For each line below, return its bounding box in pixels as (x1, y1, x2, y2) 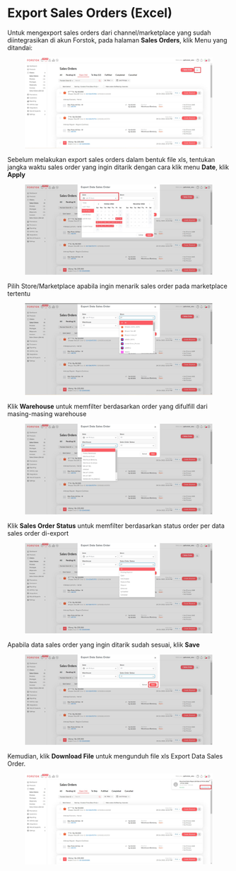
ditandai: (7, 43, 33, 52)
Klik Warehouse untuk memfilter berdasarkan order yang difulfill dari (7, 402, 208, 411)
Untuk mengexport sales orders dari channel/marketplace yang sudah (7, 28, 211, 37)
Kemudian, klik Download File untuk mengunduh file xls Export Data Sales (7, 752, 223, 761)
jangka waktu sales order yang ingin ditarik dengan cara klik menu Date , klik (7, 163, 230, 171)
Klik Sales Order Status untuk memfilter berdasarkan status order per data (7, 521, 225, 530)
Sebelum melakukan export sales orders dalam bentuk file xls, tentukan (7, 156, 216, 164)
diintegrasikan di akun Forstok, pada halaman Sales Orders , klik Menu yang (7, 35, 228, 44)
